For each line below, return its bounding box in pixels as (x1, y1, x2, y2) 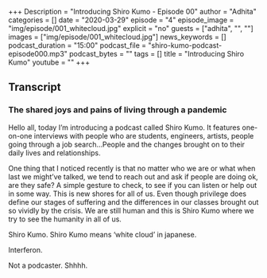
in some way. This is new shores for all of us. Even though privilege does (8, 189, 247, 198)
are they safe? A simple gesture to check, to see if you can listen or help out (8, 180, 257, 190)
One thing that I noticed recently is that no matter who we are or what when (8, 163, 256, 173)
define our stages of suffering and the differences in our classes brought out (8, 197, 259, 206)
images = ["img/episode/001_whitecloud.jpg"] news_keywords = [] (8, 32, 226, 41)
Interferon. (8, 245, 43, 254)
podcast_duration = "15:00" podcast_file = (8, 41, 147, 50)
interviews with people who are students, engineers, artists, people (33, 131, 254, 140)
